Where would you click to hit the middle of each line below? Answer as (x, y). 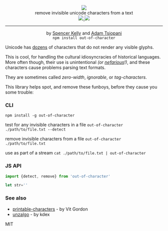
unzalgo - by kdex (31, 214)
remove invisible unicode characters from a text (84, 13)
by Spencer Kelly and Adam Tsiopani (84, 33)
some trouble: (19, 92)
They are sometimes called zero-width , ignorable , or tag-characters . (76, 77)
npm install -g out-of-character (40, 115)
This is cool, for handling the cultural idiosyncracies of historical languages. (83, 57)
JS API (13, 166)
